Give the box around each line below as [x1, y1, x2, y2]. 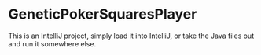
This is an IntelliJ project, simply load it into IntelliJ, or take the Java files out [8, 31, 254, 40]
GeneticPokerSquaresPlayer [8, 5, 197, 23]
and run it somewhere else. [8, 39, 97, 48]
